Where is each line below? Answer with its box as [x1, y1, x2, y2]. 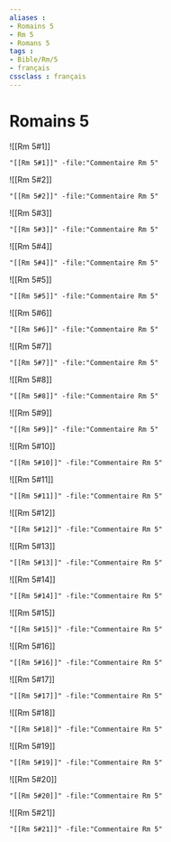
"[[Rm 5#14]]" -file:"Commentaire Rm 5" [9, 591, 164, 601]
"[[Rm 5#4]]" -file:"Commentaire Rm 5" [9, 258, 159, 267]
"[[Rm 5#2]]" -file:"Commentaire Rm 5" [9, 192, 159, 201]
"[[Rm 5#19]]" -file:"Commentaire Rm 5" [9, 758, 164, 767]
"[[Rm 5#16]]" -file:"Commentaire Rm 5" [9, 658, 164, 667]
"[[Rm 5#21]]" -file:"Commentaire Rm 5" [9, 824, 164, 834]
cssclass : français [9, 72, 87, 81]
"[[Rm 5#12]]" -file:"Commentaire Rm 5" [9, 525, 164, 534]
